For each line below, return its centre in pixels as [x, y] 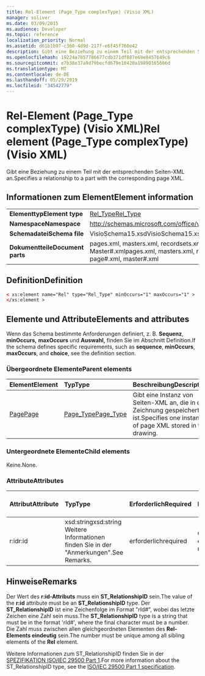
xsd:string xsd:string [93, 522]
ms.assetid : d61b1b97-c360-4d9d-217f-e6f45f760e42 [72, 46]
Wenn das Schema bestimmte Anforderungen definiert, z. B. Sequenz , [95, 334]
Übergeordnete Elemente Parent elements [69, 369]
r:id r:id [19, 541]
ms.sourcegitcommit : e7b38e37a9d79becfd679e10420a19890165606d [88, 63]
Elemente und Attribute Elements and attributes [98, 319]
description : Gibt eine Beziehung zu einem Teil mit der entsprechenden [101, 52]
